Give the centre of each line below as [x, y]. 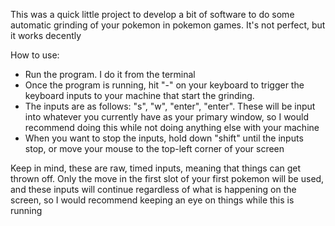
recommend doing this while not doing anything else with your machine [172, 127]
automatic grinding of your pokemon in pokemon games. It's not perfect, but [168, 25]
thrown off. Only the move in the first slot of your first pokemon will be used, [167, 178]
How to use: [35, 55]
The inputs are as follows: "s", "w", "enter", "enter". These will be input [170, 106]
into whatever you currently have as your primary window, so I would [166, 117]
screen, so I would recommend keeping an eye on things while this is [152, 200]
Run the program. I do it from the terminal [110, 74]
